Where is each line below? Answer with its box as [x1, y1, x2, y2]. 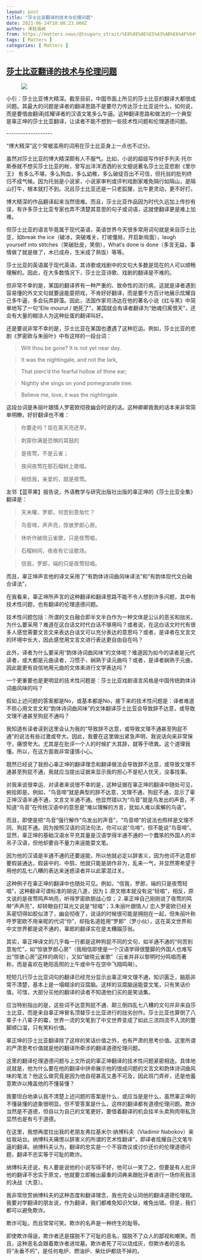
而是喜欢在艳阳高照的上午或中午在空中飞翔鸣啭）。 [16, 961, 141, 968]
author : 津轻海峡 [6, 25, 46, 32]
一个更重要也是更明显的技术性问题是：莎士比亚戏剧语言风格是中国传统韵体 [6, 677, 191, 684]
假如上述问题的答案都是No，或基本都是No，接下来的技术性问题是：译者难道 [6, 697, 194, 704]
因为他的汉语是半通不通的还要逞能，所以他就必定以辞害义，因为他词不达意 [6, 852, 191, 859]
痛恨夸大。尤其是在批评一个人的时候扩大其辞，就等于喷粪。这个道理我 [16, 740, 191, 747]
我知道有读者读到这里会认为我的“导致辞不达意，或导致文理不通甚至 [6, 725, 173, 732]
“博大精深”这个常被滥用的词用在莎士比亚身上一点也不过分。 [6, 142, 153, 149]
